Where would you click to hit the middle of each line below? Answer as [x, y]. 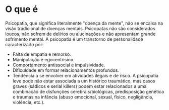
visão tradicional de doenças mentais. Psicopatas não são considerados [80, 28]
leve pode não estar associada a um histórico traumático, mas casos [84, 81]
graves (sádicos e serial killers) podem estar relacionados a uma [79, 86]
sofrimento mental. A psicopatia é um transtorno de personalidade [74, 39]
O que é [22, 9]
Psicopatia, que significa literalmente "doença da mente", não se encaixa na [84, 23]
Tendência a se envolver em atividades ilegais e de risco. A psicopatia [86, 75]
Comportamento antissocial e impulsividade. [59, 65]
